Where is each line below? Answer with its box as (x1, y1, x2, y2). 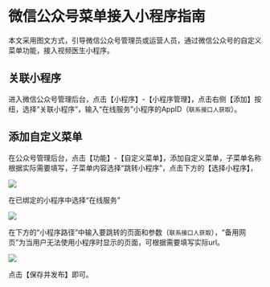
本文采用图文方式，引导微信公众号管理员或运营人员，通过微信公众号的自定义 (8, 35, 262, 45)
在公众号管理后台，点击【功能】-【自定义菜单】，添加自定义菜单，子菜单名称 (8, 153, 262, 162)
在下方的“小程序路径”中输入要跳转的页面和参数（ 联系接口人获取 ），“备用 (8, 227, 239, 237)
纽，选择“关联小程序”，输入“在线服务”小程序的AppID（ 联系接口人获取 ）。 (8, 104, 242, 113)
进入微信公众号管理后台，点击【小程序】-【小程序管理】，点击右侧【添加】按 (8, 94, 262, 104)
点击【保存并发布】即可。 (8, 269, 93, 279)
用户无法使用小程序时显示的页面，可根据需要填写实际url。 (32, 237, 225, 247)
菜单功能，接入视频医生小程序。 (8, 45, 114, 55)
